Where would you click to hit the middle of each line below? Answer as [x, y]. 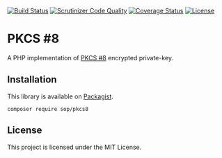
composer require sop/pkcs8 [48, 109]
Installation [32, 80]
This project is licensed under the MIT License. [74, 147]
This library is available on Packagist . [60, 96]
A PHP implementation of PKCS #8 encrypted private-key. [90, 58]
